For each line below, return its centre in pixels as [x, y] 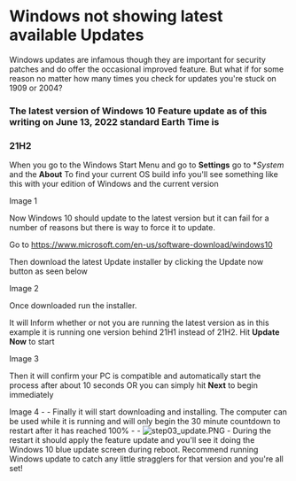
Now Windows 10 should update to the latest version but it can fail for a [139, 218]
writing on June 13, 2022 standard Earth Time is [114, 121]
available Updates [77, 35]
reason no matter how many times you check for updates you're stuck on [143, 78]
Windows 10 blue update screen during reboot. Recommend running [134, 450]
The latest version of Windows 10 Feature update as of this [138, 111]
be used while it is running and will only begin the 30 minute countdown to [145, 422]
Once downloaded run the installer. [73, 306]
